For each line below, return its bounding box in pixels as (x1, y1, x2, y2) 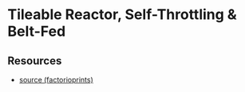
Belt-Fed (7, 22, 66, 40)
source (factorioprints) (18, 75, 93, 84)
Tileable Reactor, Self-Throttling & (7, 6, 237, 24)
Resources (7, 54, 62, 67)
